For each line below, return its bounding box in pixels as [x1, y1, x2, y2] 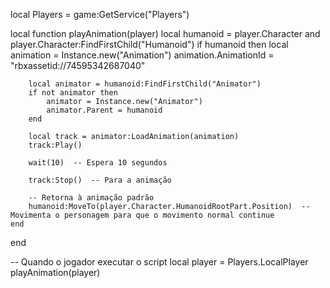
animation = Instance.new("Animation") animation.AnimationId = [10, 49, 275, 61]
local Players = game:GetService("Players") [10, 9, 190, 20]
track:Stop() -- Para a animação [28, 175, 172, 185]
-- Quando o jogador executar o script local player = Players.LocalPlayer [10, 256, 309, 268]
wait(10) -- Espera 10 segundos [28, 158, 168, 168]
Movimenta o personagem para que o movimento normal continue [10, 210, 275, 220]
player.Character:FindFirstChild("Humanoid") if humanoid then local [10, 39, 289, 50]
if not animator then [28, 88, 118, 98]
